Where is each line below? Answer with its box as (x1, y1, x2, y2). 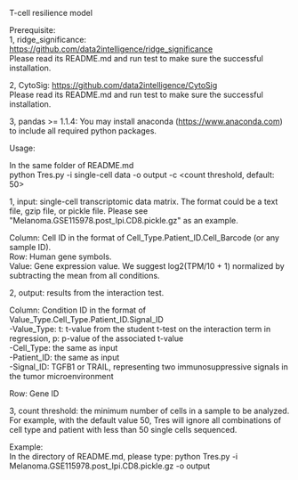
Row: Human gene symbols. (9, 251, 112, 262)
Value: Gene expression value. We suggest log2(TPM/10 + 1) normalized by (9, 261, 285, 271)
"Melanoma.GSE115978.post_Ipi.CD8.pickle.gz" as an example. (9, 216, 238, 225)
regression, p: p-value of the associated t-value (9, 333, 184, 344)
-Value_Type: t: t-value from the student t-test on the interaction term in (9, 324, 271, 334)
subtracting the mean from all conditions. (9, 271, 160, 281)
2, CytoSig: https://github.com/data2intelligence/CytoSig (9, 80, 218, 90)
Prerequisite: (9, 25, 56, 35)
